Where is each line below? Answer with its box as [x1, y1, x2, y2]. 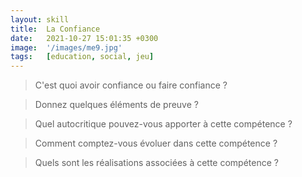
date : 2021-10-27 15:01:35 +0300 [10, 33, 159, 43]
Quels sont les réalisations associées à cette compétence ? [34, 157, 279, 169]
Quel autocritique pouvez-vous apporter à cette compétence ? [34, 118, 293, 130]
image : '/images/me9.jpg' [10, 42, 123, 53]
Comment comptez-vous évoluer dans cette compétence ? [34, 137, 278, 150]
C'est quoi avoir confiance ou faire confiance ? [34, 79, 228, 91]
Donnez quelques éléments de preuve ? [34, 99, 199, 111]
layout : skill [10, 14, 70, 25]
